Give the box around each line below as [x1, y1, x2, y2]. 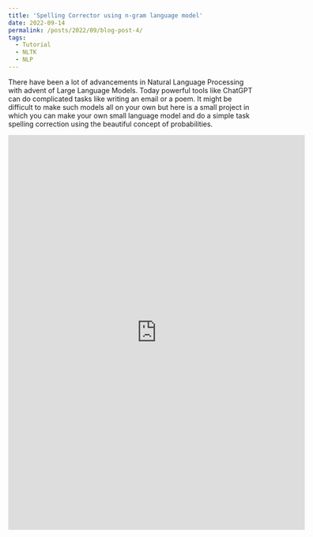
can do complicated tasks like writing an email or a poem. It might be [8, 94, 232, 103]
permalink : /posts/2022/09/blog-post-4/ [8, 26, 144, 34]
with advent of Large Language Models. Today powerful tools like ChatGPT [8, 85, 253, 95]
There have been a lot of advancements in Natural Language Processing [8, 77, 244, 87]
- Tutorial [15, 41, 51, 49]
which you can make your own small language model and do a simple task [8, 111, 251, 120]
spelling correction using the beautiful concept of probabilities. [8, 119, 213, 129]
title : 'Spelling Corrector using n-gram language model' [8, 11, 203, 20]
